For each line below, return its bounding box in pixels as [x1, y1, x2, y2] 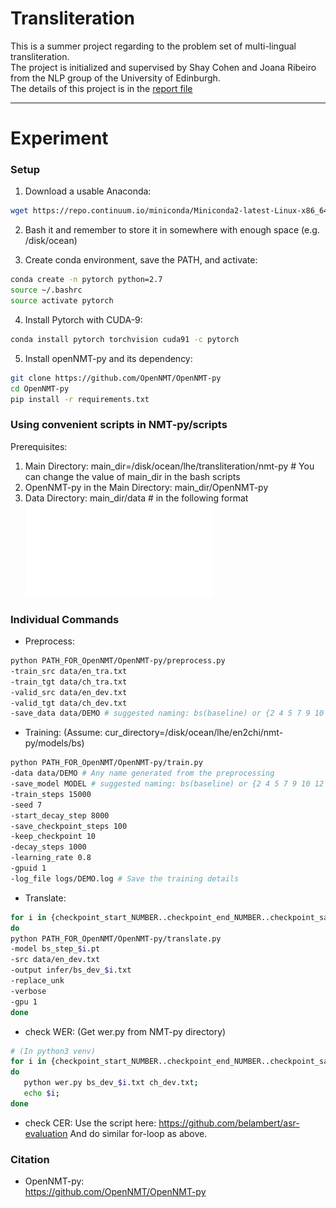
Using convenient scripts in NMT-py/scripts [10, 418, 228, 432]
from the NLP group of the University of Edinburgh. [10, 72, 221, 84]
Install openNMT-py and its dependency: [24, 352, 193, 364]
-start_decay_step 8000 [10, 810, 110, 821]
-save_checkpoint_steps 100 [10, 821, 128, 831]
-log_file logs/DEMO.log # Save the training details [10, 873, 240, 884]
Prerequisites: [10, 440, 68, 452]
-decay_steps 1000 [10, 842, 87, 852]
